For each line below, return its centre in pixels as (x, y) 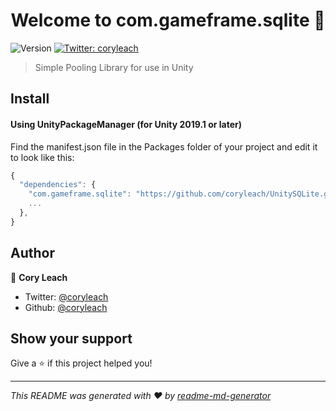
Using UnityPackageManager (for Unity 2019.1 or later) (126, 124)
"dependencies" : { (58, 185)
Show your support (71, 338)
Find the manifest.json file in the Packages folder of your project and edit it (164, 146)
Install (30, 99)
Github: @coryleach (66, 307)
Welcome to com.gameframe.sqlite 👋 (168, 20)
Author (32, 253)
